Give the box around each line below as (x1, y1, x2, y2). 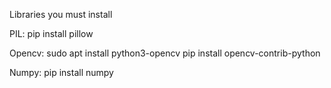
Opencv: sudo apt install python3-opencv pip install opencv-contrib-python (9, 47, 321, 59)
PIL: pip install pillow (9, 28, 94, 39)
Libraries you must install (9, 9, 113, 20)
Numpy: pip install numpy (9, 67, 114, 78)
